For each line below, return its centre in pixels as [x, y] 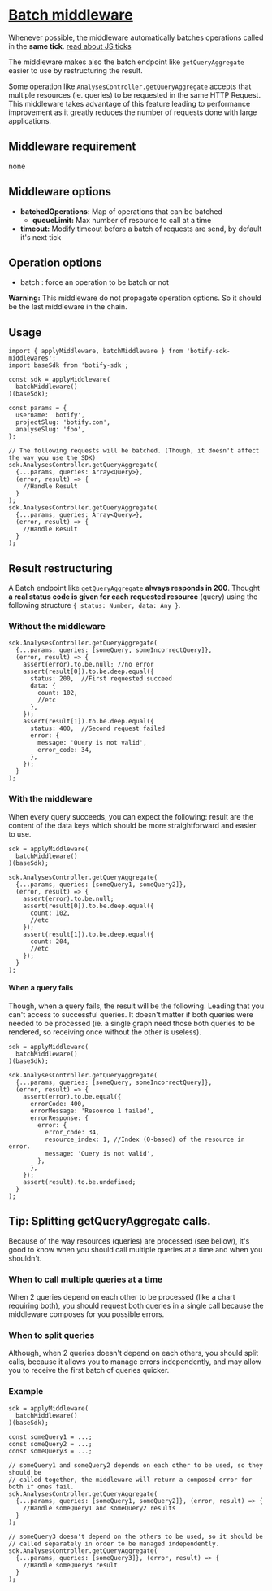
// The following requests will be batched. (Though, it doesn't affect [134, 451]
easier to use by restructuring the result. [76, 70]
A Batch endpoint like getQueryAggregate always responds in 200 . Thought [134, 588]
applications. [30, 120]
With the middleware [50, 799]
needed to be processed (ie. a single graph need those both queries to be [132, 1023]
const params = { [38, 409]
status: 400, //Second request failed [97, 729]
